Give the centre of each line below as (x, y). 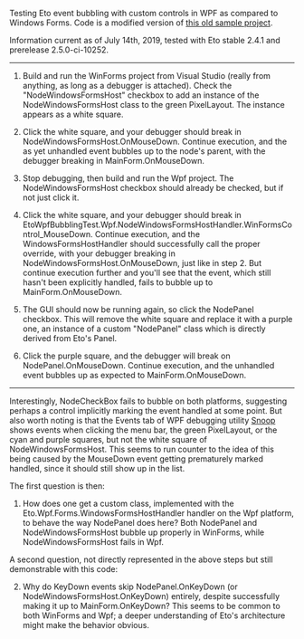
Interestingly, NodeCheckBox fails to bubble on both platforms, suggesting (148, 401)
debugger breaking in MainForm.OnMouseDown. (114, 161)
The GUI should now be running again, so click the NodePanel (138, 310)
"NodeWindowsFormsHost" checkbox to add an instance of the (141, 95)
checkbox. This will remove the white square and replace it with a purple (157, 319)
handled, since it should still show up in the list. (97, 468)
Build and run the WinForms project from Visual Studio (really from (147, 76)
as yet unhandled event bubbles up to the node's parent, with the (144, 151)
